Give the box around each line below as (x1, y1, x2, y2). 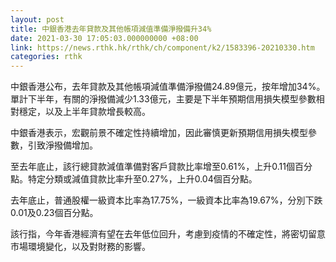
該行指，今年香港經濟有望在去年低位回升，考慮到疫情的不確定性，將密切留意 (10, 228, 326, 240)
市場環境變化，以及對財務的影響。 (10, 241, 151, 253)
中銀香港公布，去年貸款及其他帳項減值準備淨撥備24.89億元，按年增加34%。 (10, 81, 326, 93)
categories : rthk (10, 52, 83, 62)
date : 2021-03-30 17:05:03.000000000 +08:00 (10, 33, 199, 43)
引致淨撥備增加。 (27, 139, 98, 151)
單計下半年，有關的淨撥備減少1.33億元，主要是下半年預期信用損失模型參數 (10, 93, 317, 105)
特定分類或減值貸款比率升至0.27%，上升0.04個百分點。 (27, 173, 258, 185)
